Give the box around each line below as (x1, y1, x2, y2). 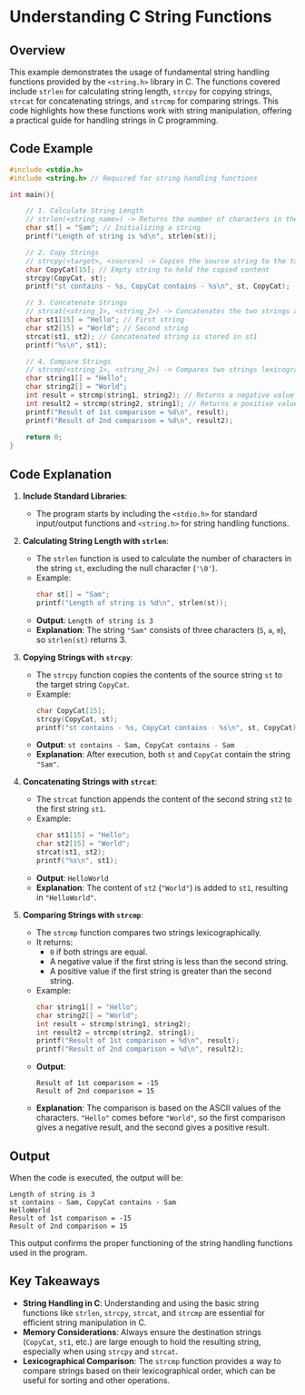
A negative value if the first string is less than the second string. (49, 955, 289, 966)
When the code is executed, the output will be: (9, 1172, 183, 1182)
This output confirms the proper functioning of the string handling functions (9, 1237, 293, 1248)
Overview (9, 43, 66, 58)
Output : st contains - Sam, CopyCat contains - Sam (35, 739, 235, 750)
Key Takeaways (9, 1273, 101, 1289)
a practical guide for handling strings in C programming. (9, 115, 219, 125)
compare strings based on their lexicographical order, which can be (22, 1365, 276, 1376)
